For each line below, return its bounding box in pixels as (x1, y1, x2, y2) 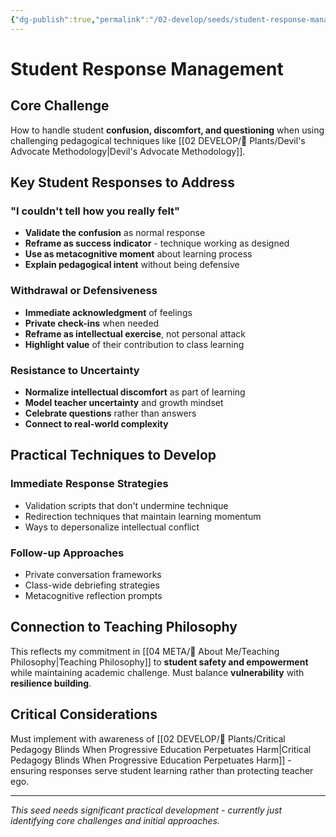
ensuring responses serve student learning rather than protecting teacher (10, 764, 314, 776)
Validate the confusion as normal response (24, 227, 206, 239)
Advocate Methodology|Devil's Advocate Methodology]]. (10, 145, 246, 157)
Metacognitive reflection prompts (24, 589, 163, 601)
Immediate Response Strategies (10, 477, 169, 491)
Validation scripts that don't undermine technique (24, 499, 229, 511)
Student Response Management (10, 57, 284, 80)
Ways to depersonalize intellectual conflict (24, 521, 200, 533)
